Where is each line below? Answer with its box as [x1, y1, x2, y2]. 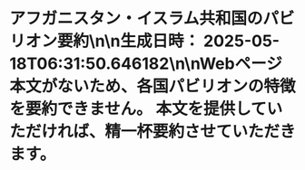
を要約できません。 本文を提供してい [9, 99, 283, 119]
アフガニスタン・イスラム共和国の [9, 8, 263, 29]
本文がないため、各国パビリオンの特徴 [9, 76, 297, 97]
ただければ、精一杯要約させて [9, 121, 233, 142]
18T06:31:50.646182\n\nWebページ [9, 53, 283, 74]
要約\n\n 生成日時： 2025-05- [57, 31, 280, 52]
